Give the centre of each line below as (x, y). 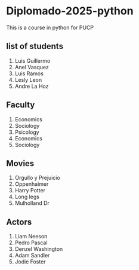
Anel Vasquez (32, 67)
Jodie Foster (30, 262)
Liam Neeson (31, 237)
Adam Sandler (32, 256)
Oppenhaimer (32, 184)
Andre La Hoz (32, 86)
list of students (35, 46)
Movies (20, 163)
